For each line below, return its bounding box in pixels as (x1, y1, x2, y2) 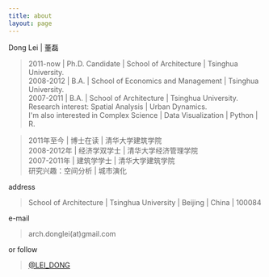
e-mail (8, 213, 30, 223)
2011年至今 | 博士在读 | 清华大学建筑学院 (27, 135, 162, 145)
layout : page (8, 19, 53, 27)
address (8, 182, 36, 191)
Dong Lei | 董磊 (8, 42, 59, 52)
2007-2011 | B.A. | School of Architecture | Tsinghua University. (27, 93, 238, 103)
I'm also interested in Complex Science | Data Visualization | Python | (27, 110, 258, 120)
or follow (8, 244, 38, 254)
